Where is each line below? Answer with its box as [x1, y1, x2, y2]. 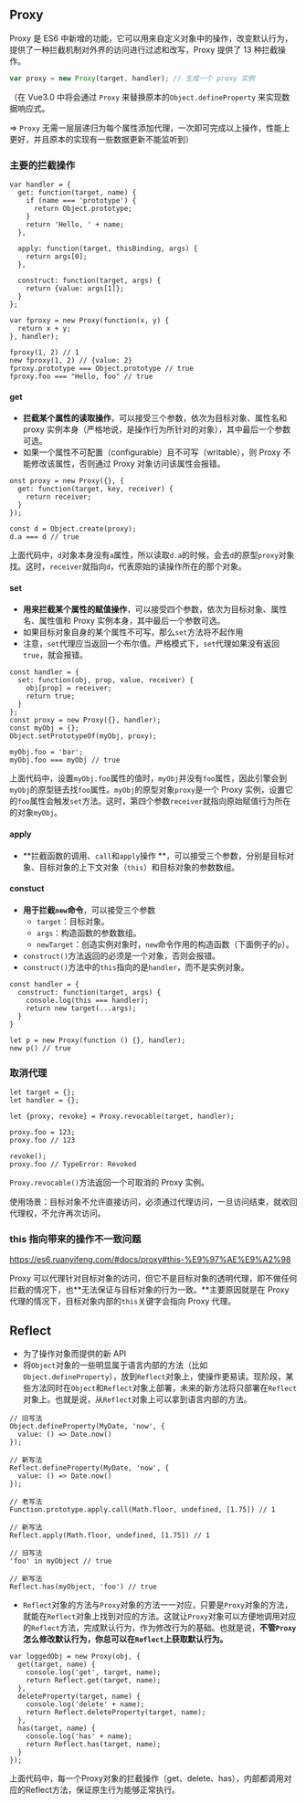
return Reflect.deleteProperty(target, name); [26, 1708, 206, 1717]
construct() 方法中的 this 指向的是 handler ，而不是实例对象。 [22, 961, 249, 972]
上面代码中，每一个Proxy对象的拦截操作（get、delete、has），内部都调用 [9, 1773, 285, 1784]
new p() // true [9, 1043, 71, 1053]
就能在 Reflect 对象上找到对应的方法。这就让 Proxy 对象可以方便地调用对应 [22, 1611, 297, 1622]
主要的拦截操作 [9, 159, 76, 172]
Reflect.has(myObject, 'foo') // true [9, 1582, 157, 1592]
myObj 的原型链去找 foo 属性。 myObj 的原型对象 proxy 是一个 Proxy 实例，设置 [9, 785, 286, 796]
